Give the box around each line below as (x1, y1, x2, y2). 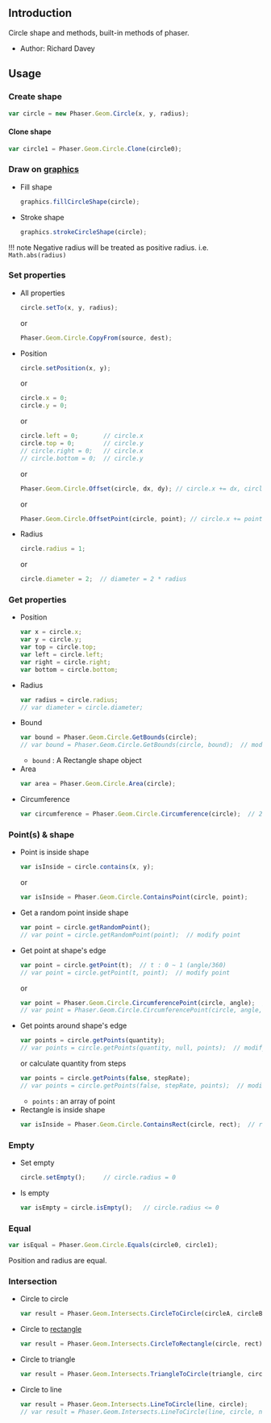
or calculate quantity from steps (19, 1058, 127, 1068)
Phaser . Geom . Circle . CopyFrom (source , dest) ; (19, 334, 173, 342)
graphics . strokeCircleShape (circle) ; (19, 227, 148, 236)
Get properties (8, 595, 67, 606)
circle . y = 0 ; (19, 402, 68, 410)
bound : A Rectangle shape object (31, 756, 143, 766)
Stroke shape (19, 212, 65, 222)
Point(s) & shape (8, 828, 75, 840)
